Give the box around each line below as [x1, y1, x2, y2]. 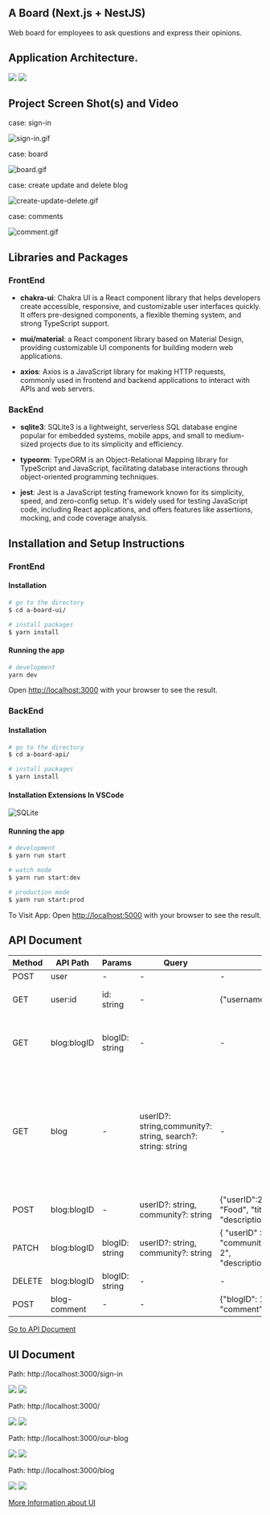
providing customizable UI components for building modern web [19, 343, 234, 352]
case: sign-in [8, 118, 52, 128]
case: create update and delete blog [8, 180, 129, 190]
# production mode [8, 888, 70, 896]
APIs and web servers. [19, 384, 95, 393]
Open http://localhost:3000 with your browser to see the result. [8, 685, 219, 695]
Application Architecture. [8, 51, 139, 65]
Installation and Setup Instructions [8, 537, 185, 550]
